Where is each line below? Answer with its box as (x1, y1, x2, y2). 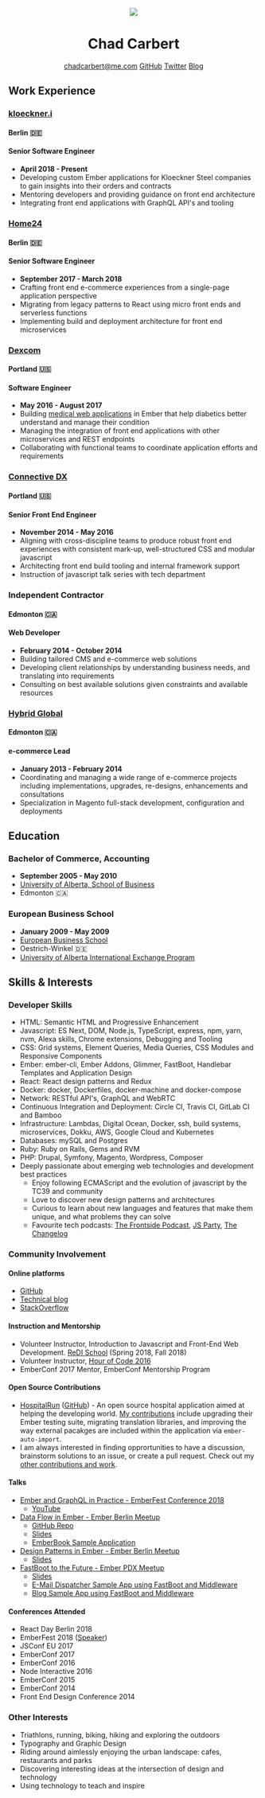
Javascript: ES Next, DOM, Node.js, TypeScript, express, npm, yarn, (19, 1026, 243, 1036)
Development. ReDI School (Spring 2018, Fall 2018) (19, 1348, 187, 1357)
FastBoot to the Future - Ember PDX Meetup (19, 1563, 165, 1573)
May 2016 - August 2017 (19, 400, 103, 410)
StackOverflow (19, 1303, 69, 1312)
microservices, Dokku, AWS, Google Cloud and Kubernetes (19, 1127, 215, 1137)
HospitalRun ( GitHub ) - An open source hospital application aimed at (19, 1400, 245, 1410)
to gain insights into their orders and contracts (19, 181, 172, 191)
